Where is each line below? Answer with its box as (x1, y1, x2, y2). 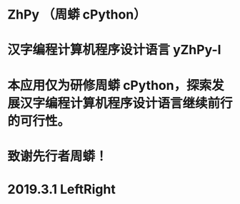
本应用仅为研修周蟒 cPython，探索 (7, 77, 212, 93)
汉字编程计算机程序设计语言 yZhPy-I (7, 42, 221, 58)
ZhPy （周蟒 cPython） (7, 6, 146, 23)
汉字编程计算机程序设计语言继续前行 (20, 95, 234, 111)
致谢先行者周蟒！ (7, 148, 109, 164)
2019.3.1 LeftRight (7, 181, 116, 197)
